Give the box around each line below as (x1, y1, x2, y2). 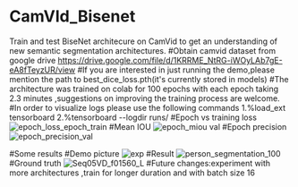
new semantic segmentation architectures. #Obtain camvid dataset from (9, 45, 276, 55)
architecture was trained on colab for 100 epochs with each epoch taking (9, 83, 279, 94)
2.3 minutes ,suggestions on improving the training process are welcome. (9, 92, 280, 104)
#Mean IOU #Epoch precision (108, 121, 287, 132)
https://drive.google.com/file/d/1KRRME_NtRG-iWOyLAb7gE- (57, 55, 284, 65)
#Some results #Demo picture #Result (9, 148, 175, 158)
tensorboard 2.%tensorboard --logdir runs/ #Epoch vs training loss (9, 112, 258, 123)
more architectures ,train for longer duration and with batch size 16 (9, 167, 255, 178)
